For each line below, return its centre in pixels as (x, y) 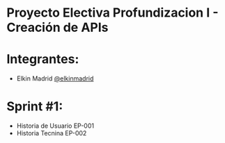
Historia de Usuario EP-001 (55, 126)
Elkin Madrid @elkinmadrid (55, 78)
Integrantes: (43, 59)
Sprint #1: (35, 107)
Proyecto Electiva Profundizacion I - (113, 13)
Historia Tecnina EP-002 (52, 133)
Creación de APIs (57, 27)
